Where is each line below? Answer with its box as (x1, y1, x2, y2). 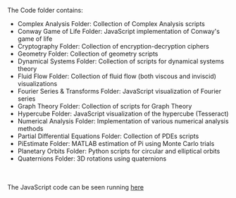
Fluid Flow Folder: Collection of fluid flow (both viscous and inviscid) (17, 72, 217, 80)
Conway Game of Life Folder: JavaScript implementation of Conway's (17, 27, 221, 35)
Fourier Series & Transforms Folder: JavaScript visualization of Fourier (17, 87, 222, 95)
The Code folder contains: (7, 6, 83, 14)
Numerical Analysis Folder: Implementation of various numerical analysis (17, 117, 229, 125)
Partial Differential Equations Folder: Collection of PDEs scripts (17, 132, 199, 140)
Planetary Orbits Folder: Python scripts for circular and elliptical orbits (17, 147, 221, 155)
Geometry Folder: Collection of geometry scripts (17, 49, 159, 58)
